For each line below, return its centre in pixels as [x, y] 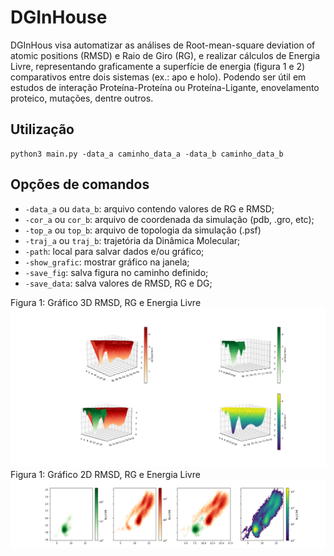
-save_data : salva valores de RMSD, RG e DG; [118, 283]
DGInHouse [59, 17]
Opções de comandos [80, 184]
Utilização [42, 129]
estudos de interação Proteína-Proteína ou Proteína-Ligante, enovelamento [165, 87]
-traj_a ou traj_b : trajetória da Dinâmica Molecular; [132, 240]
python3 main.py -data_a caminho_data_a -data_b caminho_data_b [147, 154]
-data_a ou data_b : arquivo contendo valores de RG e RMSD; [149, 208]
